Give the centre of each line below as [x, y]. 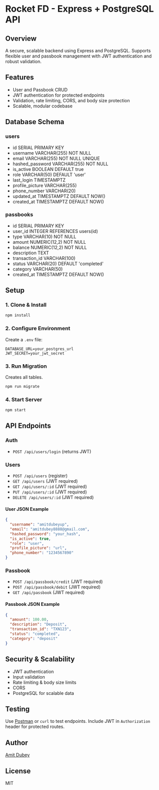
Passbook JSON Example [33, 604]
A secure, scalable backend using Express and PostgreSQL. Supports [78, 51]
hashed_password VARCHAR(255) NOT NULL [60, 164]
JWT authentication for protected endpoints [59, 95]
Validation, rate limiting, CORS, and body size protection [71, 100]
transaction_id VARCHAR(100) [44, 258]
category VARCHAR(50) [38, 269]
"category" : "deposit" [34, 638]
